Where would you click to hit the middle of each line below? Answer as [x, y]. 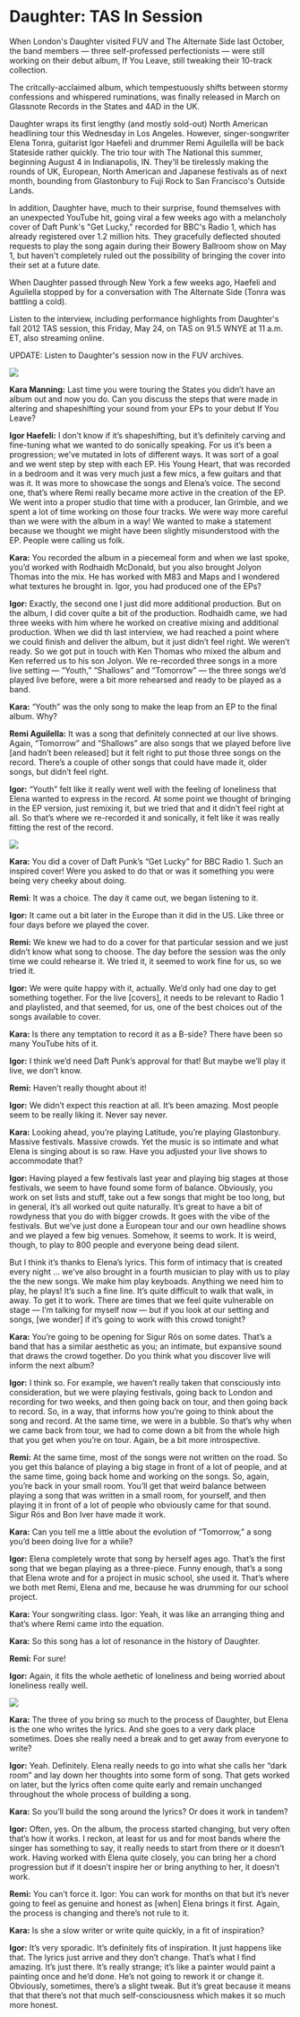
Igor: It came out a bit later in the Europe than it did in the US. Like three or [147, 915]
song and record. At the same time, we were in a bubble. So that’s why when [150, 1421]
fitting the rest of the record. [61, 827]
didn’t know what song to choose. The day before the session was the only [148, 952]
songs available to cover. [55, 1016]
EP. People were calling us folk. [67, 540]
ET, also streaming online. [57, 337]
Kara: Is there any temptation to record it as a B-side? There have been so [146, 1034]
